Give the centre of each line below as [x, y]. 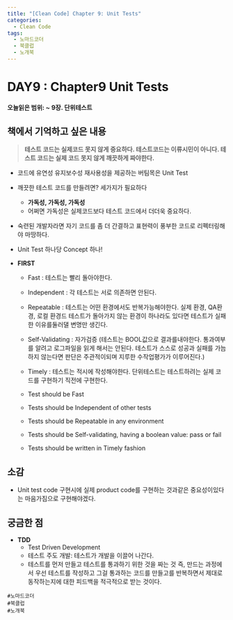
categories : [24, 20]
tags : [15, 33]
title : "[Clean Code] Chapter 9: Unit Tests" [74, 14]
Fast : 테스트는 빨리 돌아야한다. [70, 278]
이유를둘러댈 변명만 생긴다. [71, 325]
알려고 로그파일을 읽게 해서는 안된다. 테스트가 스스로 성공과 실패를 [124, 348]
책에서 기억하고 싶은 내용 [57, 132]
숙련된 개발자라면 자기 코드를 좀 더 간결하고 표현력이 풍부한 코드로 [106, 226]
